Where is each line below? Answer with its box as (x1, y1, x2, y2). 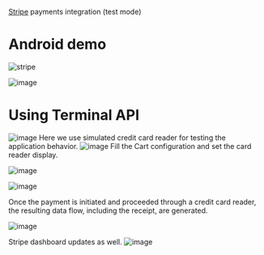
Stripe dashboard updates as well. (8, 236, 123, 246)
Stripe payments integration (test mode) (8, 7, 142, 16)
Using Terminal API (8, 106, 140, 125)
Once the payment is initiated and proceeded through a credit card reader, (8, 197, 257, 206)
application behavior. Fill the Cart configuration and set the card (8, 141, 252, 151)
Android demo (8, 36, 107, 53)
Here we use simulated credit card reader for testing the (39, 133, 227, 142)
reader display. (8, 150, 58, 159)
